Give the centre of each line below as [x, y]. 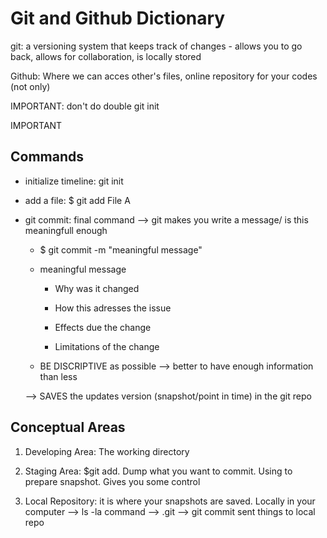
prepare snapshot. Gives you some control [112, 481]
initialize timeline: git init [74, 181]
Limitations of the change [107, 346]
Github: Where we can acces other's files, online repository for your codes [164, 76]
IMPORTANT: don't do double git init [85, 106]
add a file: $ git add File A [77, 200]
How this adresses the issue [113, 308]
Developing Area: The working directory [107, 451]
